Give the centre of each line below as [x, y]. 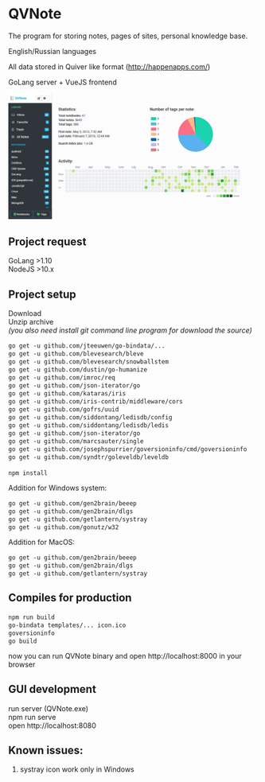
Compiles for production [70, 598]
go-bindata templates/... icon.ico [67, 625]
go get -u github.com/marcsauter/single [76, 442]
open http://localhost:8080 [53, 726]
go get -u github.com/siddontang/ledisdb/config [90, 418]
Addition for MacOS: [42, 543]
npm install [28, 473]
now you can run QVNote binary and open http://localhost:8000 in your [125, 656]
